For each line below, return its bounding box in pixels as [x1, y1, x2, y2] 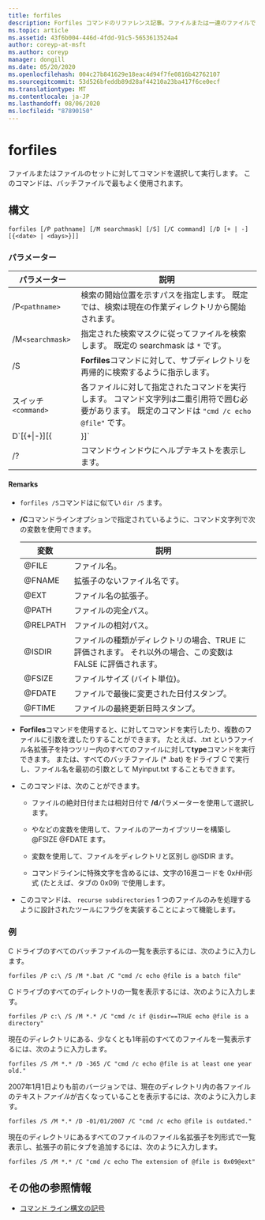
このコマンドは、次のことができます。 [19, 781, 144, 791]
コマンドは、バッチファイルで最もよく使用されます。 [14, 178, 188, 188]
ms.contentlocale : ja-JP [8, 93, 90, 100]
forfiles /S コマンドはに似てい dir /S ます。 [19, 498, 166, 507]
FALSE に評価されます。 [73, 658, 162, 669]
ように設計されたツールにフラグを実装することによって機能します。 [19, 905, 241, 915]
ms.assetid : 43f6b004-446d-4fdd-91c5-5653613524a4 [8, 33, 178, 42]
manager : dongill [8, 56, 65, 64]
